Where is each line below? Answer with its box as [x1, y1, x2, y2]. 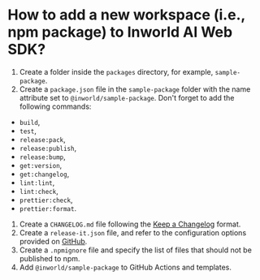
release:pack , [19, 134, 66, 144]
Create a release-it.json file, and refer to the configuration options [19, 227, 247, 237]
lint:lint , [19, 177, 55, 187]
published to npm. [19, 253, 80, 263]
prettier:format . [19, 203, 77, 213]
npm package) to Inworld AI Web [7, 23, 233, 41]
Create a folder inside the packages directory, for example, [19, 67, 214, 76]
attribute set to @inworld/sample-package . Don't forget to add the [19, 93, 235, 102]
